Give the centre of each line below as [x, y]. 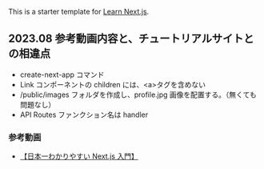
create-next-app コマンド [62, 74]
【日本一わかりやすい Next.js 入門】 [79, 156]
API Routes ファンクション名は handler [84, 115]
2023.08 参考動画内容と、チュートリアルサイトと [131, 39]
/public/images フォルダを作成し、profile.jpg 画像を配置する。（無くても [138, 95]
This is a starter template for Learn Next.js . [79, 12]
